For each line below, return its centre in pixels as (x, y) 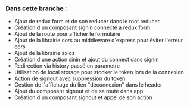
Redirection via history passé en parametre (67, 66)
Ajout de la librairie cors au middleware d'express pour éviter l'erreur (99, 41)
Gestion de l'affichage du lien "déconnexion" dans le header (88, 85)
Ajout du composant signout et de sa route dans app (79, 91)
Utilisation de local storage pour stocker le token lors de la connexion (99, 72)
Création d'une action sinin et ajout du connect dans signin (86, 59)
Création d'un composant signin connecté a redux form (82, 27)
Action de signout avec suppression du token (70, 78)
